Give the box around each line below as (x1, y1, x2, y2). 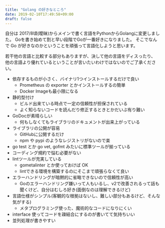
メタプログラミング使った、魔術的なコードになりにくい (19, 205, 132, 211)
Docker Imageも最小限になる (19, 88, 79, 94)
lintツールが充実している (12, 156, 62, 162)
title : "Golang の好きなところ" (5, 7, 66, 12)
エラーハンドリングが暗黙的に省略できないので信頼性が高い (12, 174, 133, 180)
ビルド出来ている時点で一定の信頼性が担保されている (19, 100, 128, 106)
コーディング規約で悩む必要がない (12, 150, 81, 156)
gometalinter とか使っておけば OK (19, 162, 89, 168)
